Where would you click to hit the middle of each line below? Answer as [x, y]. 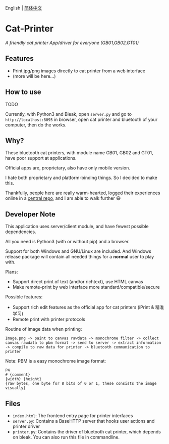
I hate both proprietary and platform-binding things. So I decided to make [81, 178]
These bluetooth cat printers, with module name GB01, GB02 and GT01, [79, 153]
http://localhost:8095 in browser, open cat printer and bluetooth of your [81, 119]
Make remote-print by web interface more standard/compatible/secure [86, 287]
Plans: [12, 272]
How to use [23, 92]
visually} [16, 388]
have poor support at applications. [41, 158]
